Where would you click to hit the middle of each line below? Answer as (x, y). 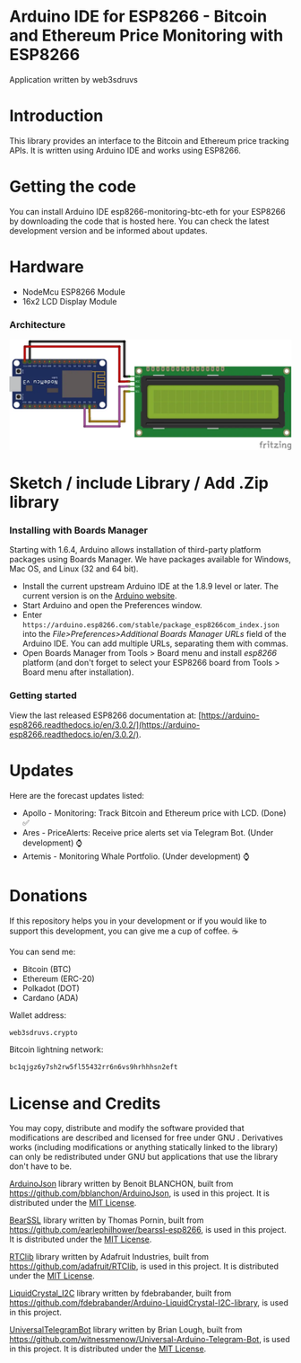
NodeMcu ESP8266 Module (73, 292)
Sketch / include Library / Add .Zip (139, 483)
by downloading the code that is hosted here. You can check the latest (139, 221)
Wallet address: (38, 1015)
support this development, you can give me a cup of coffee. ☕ (124, 931)
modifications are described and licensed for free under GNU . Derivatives (146, 1137)
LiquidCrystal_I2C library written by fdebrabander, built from (120, 1293)
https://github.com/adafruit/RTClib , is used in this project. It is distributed (144, 1266)
